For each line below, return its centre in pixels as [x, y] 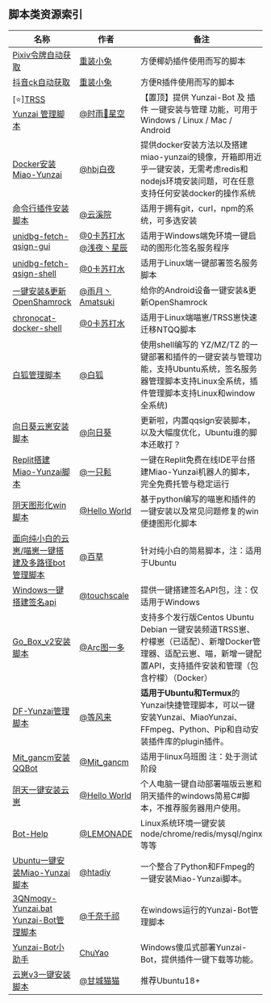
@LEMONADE [106, 833]
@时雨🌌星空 [102, 113]
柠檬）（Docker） [180, 678]
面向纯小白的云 [41, 538]
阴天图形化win [40, 505]
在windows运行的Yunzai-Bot [195, 909]
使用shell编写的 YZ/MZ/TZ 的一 [199, 344]
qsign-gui [31, 246]
